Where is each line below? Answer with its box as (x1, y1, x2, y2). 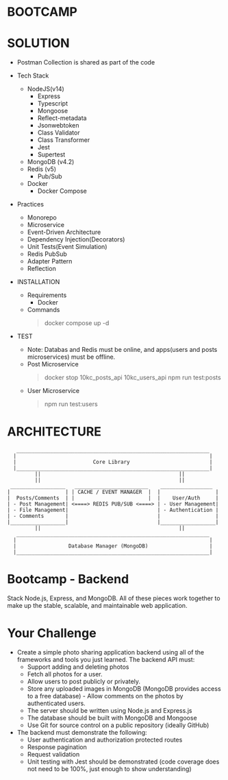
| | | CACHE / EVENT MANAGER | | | (7, 488, 219, 496)
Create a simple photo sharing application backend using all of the (16, 648, 205, 656)
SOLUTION (7, 36, 70, 51)
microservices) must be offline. (27, 353, 116, 361)
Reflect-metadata (37, 114, 87, 122)
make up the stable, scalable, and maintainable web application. (7, 602, 188, 609)
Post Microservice (27, 360, 79, 368)
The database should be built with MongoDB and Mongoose (27, 713, 197, 722)
